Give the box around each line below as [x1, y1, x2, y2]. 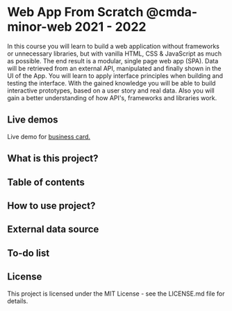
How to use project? [7, 200, 96, 212]
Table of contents [7, 176, 85, 188]
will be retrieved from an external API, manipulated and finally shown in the [7, 64, 222, 72]
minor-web [7, 19, 72, 35]
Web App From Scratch [7, 4, 144, 20]
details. [7, 296, 28, 305]
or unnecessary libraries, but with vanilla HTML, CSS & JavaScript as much [7, 49, 222, 58]
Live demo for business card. [7, 132, 91, 141]
